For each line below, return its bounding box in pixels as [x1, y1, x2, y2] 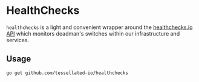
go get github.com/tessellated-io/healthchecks [6, 70, 129, 76]
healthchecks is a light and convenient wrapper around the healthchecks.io [6, 24, 193, 31]
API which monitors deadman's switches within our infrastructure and [6, 30, 180, 37]
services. [6, 36, 29, 43]
